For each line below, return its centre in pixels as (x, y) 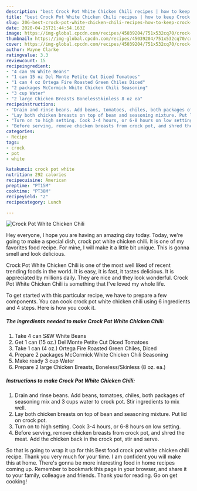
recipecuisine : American (36, 180)
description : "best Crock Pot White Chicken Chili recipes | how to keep (98, 11)
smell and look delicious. (36, 254)
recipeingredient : (28, 66)
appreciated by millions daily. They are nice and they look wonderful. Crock (97, 278)
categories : (21, 132)
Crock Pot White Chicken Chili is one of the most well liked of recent (89, 265)
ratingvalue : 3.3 (27, 55)
